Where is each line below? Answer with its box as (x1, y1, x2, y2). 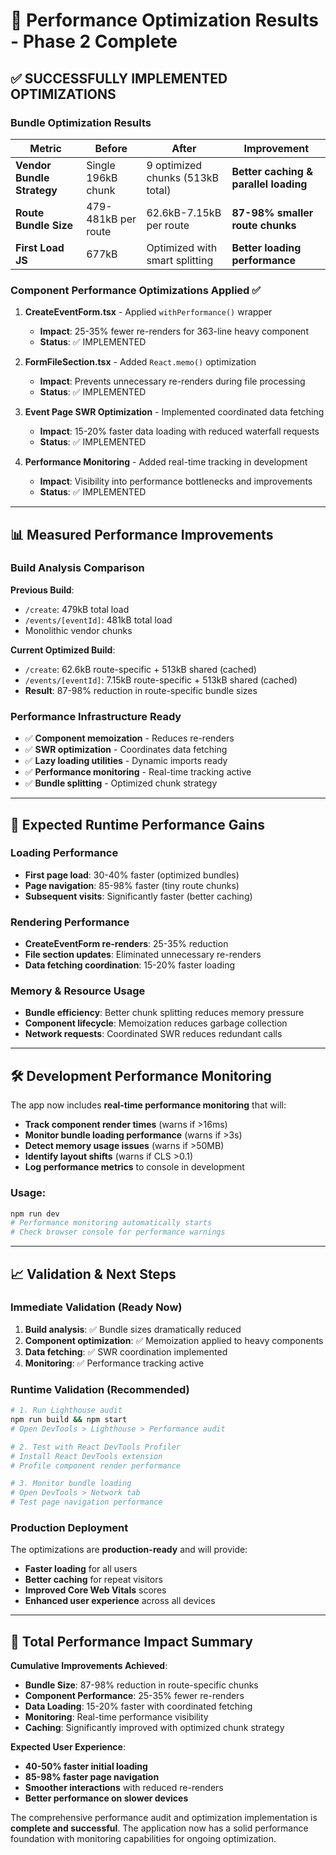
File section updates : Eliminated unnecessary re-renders (24, 949, 262, 961)
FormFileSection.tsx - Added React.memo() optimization (24, 356, 257, 368)
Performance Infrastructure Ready (10, 709, 182, 723)
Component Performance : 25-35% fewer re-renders (24, 1690, 245, 1702)
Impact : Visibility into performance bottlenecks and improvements (39, 475, 313, 488)
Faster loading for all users (24, 1563, 138, 1575)
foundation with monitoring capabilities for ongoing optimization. (10, 1833, 277, 1845)
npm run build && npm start (10, 1415, 128, 1425)
